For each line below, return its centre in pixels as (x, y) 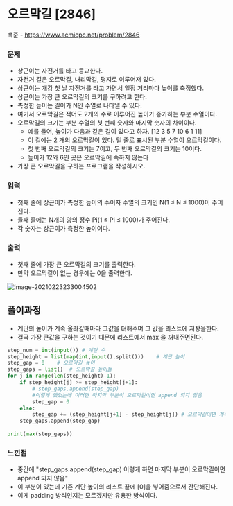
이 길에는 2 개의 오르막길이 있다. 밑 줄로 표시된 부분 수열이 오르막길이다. (124, 140)
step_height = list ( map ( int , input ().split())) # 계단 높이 (96, 357)
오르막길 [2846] (51, 14)
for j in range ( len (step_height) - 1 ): (62, 376)
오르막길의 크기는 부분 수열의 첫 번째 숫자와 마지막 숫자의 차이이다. (107, 123)
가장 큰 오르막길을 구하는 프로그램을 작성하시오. (81, 166)
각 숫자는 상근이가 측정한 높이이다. (63, 228)
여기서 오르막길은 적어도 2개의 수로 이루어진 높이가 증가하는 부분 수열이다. (117, 114)
